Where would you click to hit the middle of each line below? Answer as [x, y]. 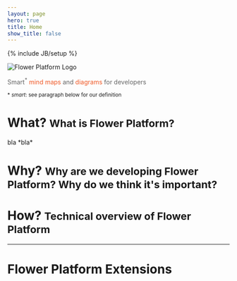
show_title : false [34, 33]
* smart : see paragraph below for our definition [65, 95]
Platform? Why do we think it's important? [112, 185]
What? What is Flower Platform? [91, 123]
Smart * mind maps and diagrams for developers [77, 81]
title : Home [25, 27]
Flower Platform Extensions [90, 269]
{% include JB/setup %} [42, 54]
